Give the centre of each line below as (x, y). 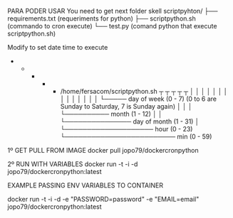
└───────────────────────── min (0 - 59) (136, 136)
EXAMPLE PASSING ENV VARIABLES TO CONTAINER (86, 185)
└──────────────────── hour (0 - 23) (126, 129)
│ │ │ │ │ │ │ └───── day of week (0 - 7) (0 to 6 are (139, 99)
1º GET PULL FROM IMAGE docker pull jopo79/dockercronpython (103, 150)
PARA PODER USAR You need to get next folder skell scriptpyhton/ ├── (113, 11)
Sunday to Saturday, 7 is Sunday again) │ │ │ (126, 106)
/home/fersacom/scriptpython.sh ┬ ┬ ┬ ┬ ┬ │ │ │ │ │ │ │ (144, 91)
